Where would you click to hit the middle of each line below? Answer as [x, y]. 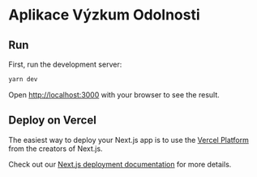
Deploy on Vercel [53, 121]
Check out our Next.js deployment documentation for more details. [120, 164]
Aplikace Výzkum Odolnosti [104, 15]
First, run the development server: [65, 64]
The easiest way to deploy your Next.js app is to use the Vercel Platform [129, 140]
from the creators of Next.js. [56, 149]
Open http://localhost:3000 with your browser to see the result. [114, 94]
